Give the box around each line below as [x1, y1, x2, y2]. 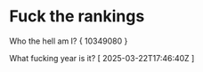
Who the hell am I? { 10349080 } [9, 36, 128, 46]
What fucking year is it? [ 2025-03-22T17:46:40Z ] [9, 52, 195, 63]
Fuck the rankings [9, 6, 145, 27]
